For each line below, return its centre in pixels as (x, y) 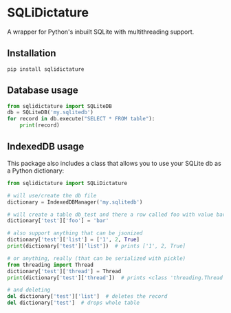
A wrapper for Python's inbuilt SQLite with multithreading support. (101, 32)
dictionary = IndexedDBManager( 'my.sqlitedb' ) (75, 202)
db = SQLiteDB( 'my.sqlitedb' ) (51, 112)
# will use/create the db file (52, 195)
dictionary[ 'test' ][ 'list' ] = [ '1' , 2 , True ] (73, 240)
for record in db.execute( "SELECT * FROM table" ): (81, 119)
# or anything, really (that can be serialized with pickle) (97, 258)
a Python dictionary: (36, 171)
